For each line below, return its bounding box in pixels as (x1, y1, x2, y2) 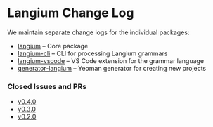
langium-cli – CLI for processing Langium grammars (17, 49, 168, 58)
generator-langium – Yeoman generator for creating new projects (17, 64, 207, 72)
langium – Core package (17, 41, 89, 50)
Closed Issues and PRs (7, 81, 86, 91)
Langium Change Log (7, 5, 134, 21)
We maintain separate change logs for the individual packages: (7, 28, 190, 36)
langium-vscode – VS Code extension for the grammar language (17, 56, 205, 65)
